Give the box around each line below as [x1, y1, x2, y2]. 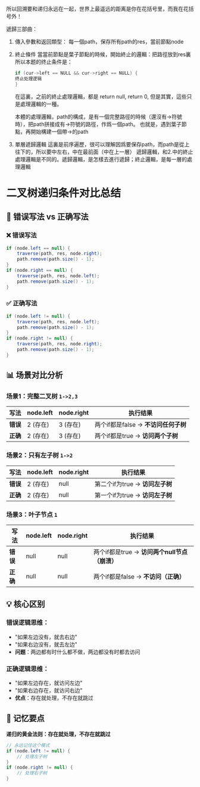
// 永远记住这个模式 [6, 742, 50, 748]
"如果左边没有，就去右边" [14, 633, 77, 641]
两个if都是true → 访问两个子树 [94, 432, 179, 440]
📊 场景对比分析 [6, 370, 64, 381]
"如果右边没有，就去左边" [14, 641, 77, 648]
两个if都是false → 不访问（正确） [93, 572, 186, 581]
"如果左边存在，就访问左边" [14, 679, 83, 687]
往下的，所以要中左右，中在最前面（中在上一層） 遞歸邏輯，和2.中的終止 [14, 148, 193, 155]
